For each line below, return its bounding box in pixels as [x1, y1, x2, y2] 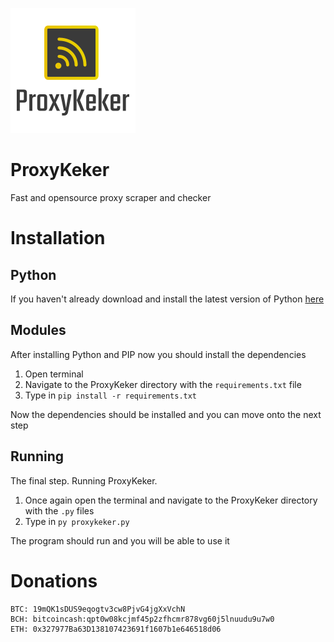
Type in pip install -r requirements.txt [24, 389, 198, 401]
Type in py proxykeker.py [24, 515, 130, 527]
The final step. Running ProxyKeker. [10, 474, 158, 487]
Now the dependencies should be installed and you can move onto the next [10, 408, 322, 420]
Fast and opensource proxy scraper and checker [10, 191, 212, 203]
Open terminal [24, 368, 84, 380]
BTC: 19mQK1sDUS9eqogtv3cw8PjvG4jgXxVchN [10, 604, 186, 614]
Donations [10, 569, 98, 592]
